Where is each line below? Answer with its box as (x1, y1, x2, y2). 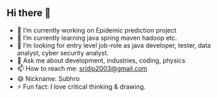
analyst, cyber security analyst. (16, 48, 109, 57)
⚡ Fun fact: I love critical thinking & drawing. (16, 82, 146, 91)
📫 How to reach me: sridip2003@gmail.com (16, 64, 148, 72)
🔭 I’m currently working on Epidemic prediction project (16, 26, 177, 34)
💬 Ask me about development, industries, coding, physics (16, 56, 186, 65)
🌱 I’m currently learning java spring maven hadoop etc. (16, 33, 178, 42)
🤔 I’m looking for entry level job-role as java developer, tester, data (16, 40, 211, 50)
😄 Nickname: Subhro (16, 74, 80, 82)
